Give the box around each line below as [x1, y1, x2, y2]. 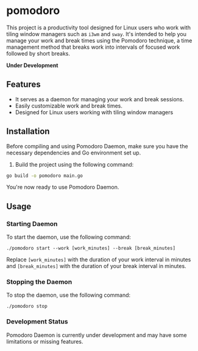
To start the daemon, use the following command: [6, 233, 131, 241]
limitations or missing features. [6, 338, 83, 345]
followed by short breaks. [6, 49, 71, 57]
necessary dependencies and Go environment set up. [6, 149, 141, 156]
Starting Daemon [6, 219, 58, 228]
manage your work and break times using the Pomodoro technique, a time [6, 37, 193, 44]
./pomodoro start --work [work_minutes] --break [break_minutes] [6, 245, 175, 251]
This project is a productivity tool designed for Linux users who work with [6, 24, 191, 31]
